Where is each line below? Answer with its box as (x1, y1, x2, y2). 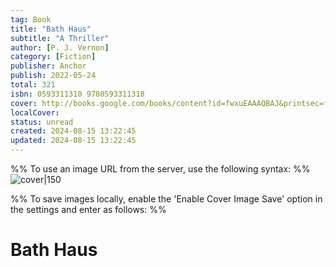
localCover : (10, 107, 60, 118)
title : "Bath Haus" (10, 24, 92, 34)
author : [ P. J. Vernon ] (10, 42, 110, 53)
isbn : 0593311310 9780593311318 (10, 89, 145, 99)
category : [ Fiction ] (10, 52, 97, 62)
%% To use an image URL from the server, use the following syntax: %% (10, 163, 311, 175)
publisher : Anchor (10, 61, 87, 71)
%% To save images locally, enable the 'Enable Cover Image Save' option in (10, 193, 323, 205)
